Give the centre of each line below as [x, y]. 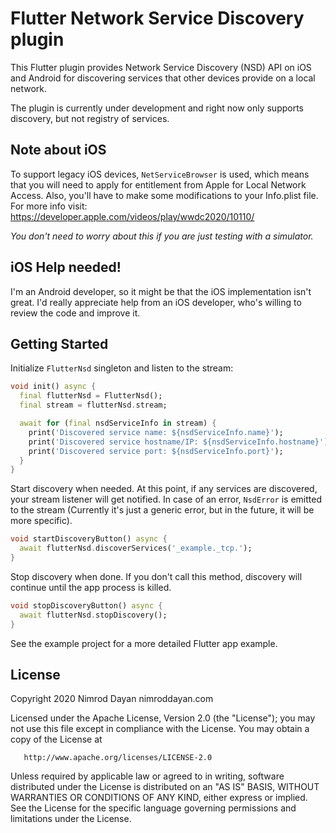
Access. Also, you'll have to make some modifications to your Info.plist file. [164, 195]
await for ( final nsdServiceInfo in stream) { [118, 423]
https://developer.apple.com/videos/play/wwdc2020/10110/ [132, 216]
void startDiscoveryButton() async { [89, 539]
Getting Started [59, 343]
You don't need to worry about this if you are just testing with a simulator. [162, 236]
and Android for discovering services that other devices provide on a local [163, 78]
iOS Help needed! [66, 267]
